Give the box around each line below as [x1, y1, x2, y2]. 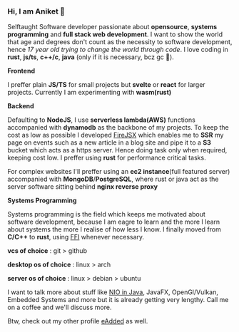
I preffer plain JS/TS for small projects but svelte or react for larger [7, 81, 205, 89]
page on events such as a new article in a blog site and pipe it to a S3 [7, 138, 212, 147]
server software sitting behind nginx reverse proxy [7, 182, 158, 191]
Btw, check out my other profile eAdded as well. [7, 317, 148, 326]
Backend [7, 102, 34, 110]
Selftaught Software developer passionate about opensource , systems [7, 23, 218, 31]
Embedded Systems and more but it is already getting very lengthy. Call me [7, 296, 229, 304]
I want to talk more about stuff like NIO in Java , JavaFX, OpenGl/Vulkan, [7, 288, 219, 296]
